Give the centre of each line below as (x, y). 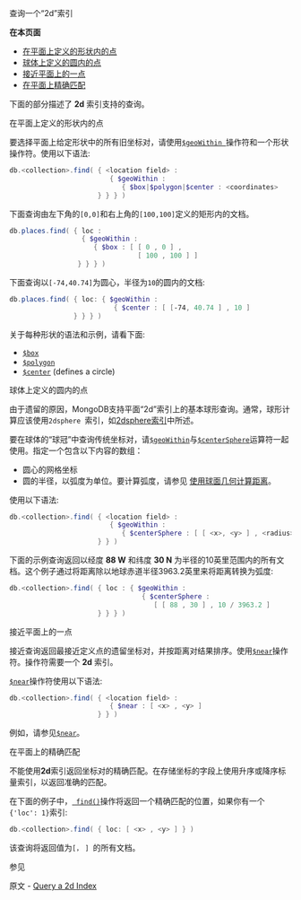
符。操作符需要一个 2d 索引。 (64, 661)
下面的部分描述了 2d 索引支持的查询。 (79, 104)
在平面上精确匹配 (54, 85)
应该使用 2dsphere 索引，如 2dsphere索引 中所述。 (107, 420)
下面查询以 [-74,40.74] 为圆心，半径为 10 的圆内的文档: (107, 282)
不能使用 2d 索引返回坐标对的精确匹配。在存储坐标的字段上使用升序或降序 (144, 771)
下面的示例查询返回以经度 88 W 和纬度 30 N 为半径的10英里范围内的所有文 (147, 560)
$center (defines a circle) (69, 371)
